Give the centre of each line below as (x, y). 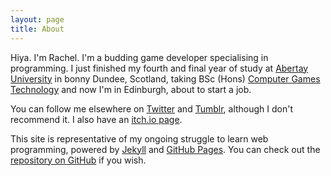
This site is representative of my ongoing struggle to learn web (139, 138)
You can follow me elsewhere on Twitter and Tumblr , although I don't (152, 108)
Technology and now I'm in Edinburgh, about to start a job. (131, 89)
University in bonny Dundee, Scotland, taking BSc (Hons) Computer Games (165, 78)
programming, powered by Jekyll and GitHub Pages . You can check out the (165, 149)
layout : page (37, 19)
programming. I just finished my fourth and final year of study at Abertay (159, 68)
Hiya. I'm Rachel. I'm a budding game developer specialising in (139, 57)
